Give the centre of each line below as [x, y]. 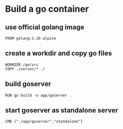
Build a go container [47, 9]
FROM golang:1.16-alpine [31, 38]
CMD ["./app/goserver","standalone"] [44, 122]
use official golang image [45, 27]
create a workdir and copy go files [59, 53]
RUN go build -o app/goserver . [38, 95]
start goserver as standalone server [62, 111]
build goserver [28, 84]
